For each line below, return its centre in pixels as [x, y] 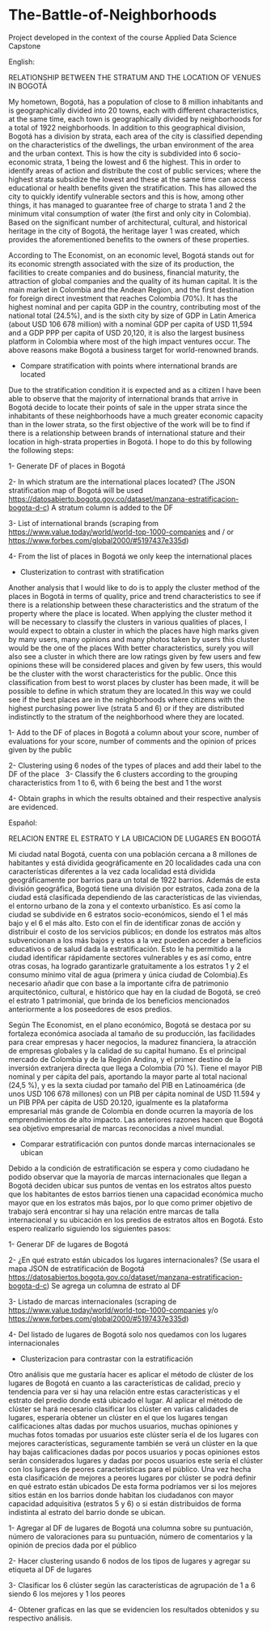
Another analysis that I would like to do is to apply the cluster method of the [134, 587]
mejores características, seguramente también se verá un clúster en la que [133, 1443]
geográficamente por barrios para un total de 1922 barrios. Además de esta [134, 880]
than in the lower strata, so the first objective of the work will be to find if [129, 424]
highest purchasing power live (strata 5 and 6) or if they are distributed [126, 708]
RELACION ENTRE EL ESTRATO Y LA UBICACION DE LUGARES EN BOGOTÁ [135, 838]
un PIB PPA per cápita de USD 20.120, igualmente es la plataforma [119, 1102]
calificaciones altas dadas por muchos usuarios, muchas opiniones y [123, 1426]
